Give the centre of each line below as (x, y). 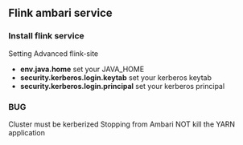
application (27, 132)
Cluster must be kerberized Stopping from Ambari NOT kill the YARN (122, 124)
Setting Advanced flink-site (54, 53)
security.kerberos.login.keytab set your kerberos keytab (115, 77)
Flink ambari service (60, 13)
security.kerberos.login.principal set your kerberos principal (122, 86)
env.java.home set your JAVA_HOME (82, 69)
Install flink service (46, 36)
